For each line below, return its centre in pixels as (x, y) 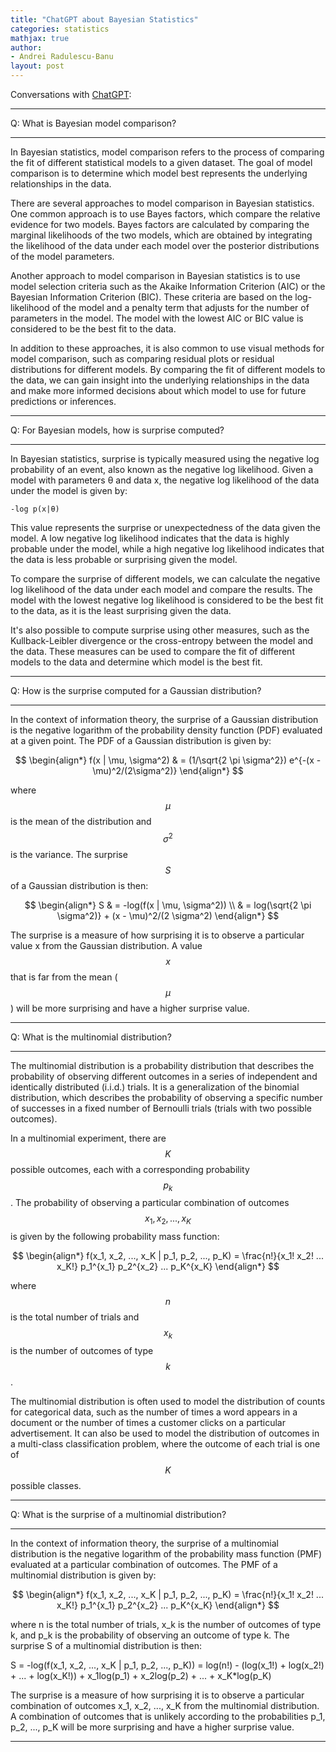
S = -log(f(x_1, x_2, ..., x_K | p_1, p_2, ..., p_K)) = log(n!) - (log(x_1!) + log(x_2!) (167, 1665)
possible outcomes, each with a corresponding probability (130, 1169)
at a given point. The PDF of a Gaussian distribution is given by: (141, 740)
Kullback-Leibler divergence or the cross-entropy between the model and (162, 640)
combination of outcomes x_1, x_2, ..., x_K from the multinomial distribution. (165, 1706)
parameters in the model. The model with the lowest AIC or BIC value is (157, 318)
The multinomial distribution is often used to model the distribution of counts (168, 1402)
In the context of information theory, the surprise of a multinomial (144, 1543)
